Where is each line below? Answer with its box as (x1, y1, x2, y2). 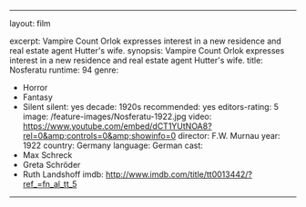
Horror (22, 83, 48, 93)
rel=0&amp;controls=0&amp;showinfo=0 (22, 131, 177, 141)
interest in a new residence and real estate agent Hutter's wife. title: (9, 55, 264, 65)
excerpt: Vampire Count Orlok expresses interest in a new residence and (9, 35, 282, 46)
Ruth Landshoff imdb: (22, 169, 105, 180)
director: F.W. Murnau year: (178, 131, 280, 141)
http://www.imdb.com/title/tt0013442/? (106, 169, 253, 180)
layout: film (9, 18, 52, 28)
